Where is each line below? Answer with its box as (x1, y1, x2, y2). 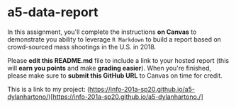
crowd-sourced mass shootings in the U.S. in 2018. (7, 42, 157, 51)
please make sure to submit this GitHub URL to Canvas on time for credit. (7, 71, 223, 80)
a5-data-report (7, 4, 99, 20)
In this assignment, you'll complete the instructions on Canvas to (7, 28, 197, 36)
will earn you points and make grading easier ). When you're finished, (7, 64, 211, 72)
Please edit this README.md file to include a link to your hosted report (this (7, 56, 229, 64)
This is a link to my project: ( (7, 85, 90, 93)
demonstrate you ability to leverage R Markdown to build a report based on (7, 35, 222, 43)
